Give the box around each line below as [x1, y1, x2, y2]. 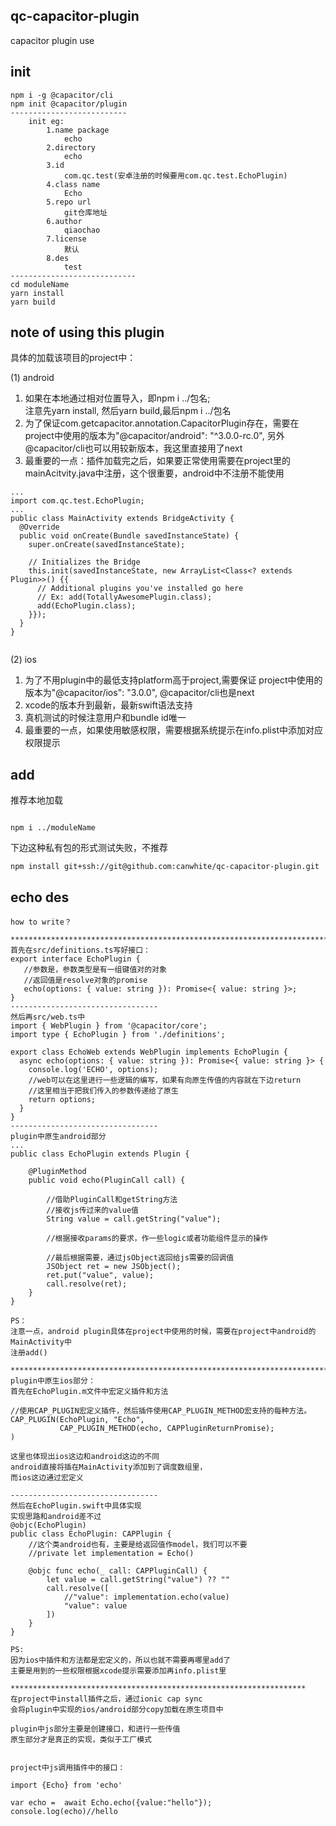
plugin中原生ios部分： [10, 1376, 96, 1386]
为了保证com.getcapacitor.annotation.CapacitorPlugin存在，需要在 [24, 417, 300, 429]
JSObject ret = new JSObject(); [46, 1262, 182, 1272]
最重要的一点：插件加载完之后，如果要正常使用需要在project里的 [24, 455, 291, 467]
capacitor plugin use [10, 34, 95, 46]
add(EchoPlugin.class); [36, 601, 137, 611]
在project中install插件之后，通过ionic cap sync [10, 1694, 203, 1704]
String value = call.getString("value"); [46, 1214, 222, 1224]
